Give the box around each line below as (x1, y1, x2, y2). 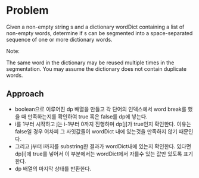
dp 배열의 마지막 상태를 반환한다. (14, 165, 92, 172)
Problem (6, 4, 49, 17)
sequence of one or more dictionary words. (6, 36, 113, 43)
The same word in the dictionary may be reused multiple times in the (6, 59, 175, 66)
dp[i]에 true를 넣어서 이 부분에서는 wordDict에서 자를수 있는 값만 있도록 (14, 150, 182, 157)
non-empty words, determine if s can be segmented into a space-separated (6, 29, 193, 36)
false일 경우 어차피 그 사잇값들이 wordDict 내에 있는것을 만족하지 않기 (14, 127, 178, 135)
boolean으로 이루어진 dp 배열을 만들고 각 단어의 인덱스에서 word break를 (14, 105, 186, 113)
